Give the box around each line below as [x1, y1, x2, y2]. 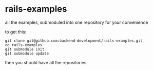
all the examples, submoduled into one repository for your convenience [5, 19, 149, 25]
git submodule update [5, 51, 49, 56]
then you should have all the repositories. [5, 59, 88, 65]
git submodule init [5, 47, 45, 52]
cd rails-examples [5, 42, 42, 47]
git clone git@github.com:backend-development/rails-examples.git [5, 38, 143, 43]
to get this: [5, 29, 27, 35]
